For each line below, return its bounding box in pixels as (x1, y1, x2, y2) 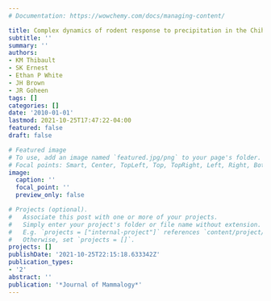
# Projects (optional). (8, 206, 89, 214)
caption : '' (15, 176, 56, 184)
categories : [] (8, 102, 60, 110)
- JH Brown (8, 78, 45, 87)
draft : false (8, 132, 52, 140)
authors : (8, 49, 38, 57)
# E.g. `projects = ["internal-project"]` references (8, 228, 200, 236)
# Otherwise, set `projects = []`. (8, 236, 135, 244)
